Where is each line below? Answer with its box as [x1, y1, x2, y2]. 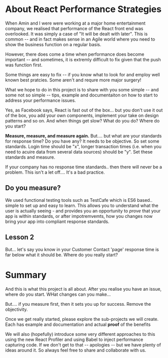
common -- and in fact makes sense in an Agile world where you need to [5, 36, 155, 42]
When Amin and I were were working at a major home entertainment [5, 20, 146, 26]
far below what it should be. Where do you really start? [5, 252, 118, 258]
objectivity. [5, 306, 28, 312]
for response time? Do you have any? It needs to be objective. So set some [5, 138, 159, 144]
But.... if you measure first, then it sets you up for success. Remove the [5, 301, 151, 307]
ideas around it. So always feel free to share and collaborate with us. [5, 347, 146, 353]
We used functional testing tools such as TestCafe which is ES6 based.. [5, 197, 152, 203]
